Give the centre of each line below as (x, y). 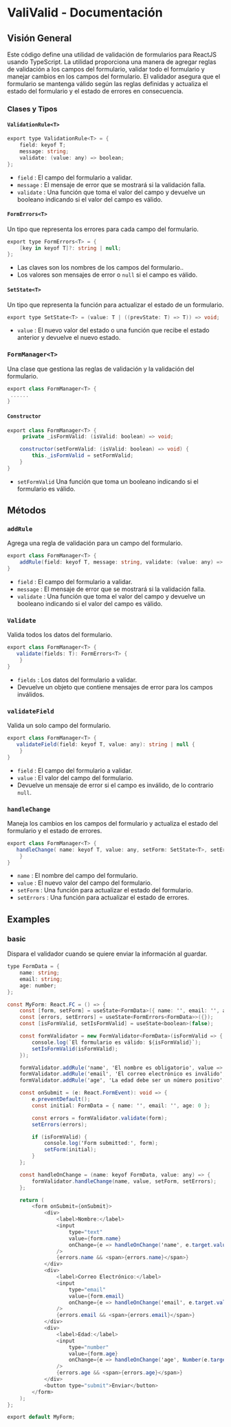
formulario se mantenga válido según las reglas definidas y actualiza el (108, 84)
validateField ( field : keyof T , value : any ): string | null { (106, 744)
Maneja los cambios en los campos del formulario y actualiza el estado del (113, 823)
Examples (29, 919)
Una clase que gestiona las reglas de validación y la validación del (101, 369)
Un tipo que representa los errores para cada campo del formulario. (103, 229)
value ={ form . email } (97, 1296)
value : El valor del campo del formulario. (75, 777)
